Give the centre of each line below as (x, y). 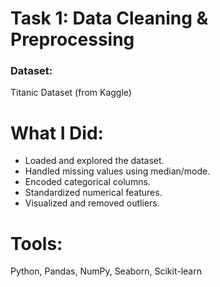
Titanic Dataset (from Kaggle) (71, 93)
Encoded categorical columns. (87, 182)
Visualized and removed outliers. (92, 203)
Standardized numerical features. (93, 193)
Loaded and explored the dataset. (94, 161)
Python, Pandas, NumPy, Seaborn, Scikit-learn (106, 271)
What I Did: (57, 133)
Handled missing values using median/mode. (117, 171)
